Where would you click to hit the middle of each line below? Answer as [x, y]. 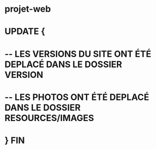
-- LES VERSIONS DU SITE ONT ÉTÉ [78, 54]
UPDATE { [25, 32]
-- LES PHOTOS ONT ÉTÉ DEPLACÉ [77, 97]
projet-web [28, 9]
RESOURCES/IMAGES [49, 118]
